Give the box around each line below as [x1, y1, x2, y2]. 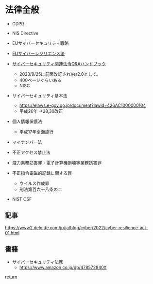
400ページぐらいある [19, 77, 62, 83]
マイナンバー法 [12, 139, 42, 145]
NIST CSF [12, 196, 32, 202]
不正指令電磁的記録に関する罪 [12, 170, 72, 176]
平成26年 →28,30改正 [19, 108, 63, 114]
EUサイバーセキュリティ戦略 [12, 40, 69, 46]
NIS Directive [12, 30, 39, 36]
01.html [5, 230, 20, 235]
